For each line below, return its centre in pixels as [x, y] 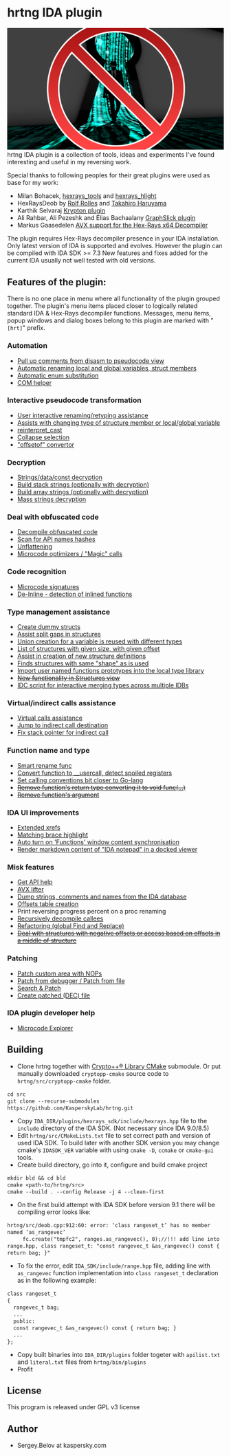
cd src [16, 1094]
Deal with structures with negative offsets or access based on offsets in [119, 934]
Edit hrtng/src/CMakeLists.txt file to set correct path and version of [114, 1135]
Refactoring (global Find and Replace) [71, 926]
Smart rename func [44, 765]
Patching [22, 958]
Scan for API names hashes [56, 539]
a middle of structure [47, 940]
